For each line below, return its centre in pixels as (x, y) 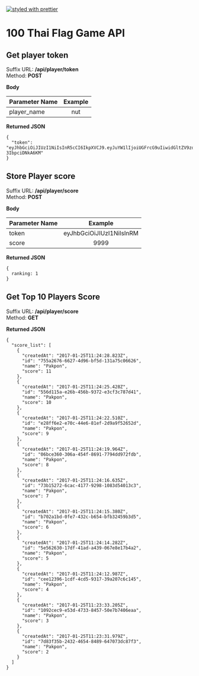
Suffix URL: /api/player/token (42, 69)
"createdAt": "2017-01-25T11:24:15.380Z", (75, 511)
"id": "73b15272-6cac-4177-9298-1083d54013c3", (82, 485)
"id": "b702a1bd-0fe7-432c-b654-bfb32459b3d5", (82, 517)
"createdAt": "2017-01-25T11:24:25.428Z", (75, 387)
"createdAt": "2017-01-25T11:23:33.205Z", (75, 605)
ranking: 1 (25, 273)
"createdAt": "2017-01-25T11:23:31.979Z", (75, 636)
